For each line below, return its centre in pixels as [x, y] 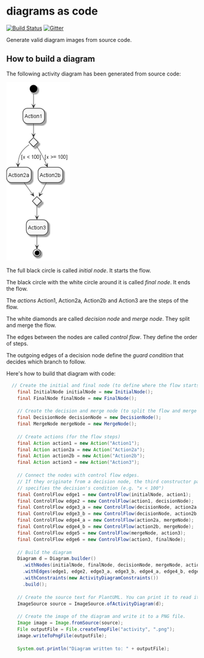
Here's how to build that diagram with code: [61, 373]
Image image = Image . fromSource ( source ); [70, 623]
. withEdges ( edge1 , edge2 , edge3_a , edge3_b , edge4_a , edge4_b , [104, 572]
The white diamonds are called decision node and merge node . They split [98, 318]
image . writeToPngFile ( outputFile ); [62, 635]
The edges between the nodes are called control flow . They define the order [102, 337]
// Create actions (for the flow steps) [69, 436]
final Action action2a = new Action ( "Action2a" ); [81, 450]
